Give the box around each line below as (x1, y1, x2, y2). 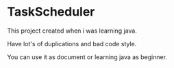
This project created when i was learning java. (7, 27, 137, 35)
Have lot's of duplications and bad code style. (7, 39, 137, 48)
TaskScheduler (7, 4, 95, 20)
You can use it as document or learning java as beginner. (7, 52, 168, 61)
